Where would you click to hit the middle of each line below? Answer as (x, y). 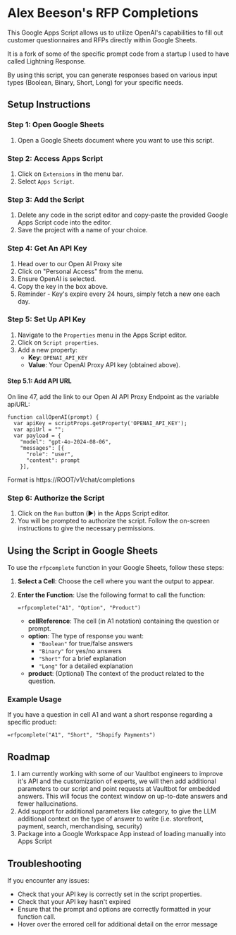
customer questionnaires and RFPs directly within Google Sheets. (102, 40)
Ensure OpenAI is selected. (57, 279)
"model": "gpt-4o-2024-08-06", (66, 442)
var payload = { (37, 436)
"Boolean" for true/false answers (86, 643)
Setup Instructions (49, 105)
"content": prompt (53, 460)
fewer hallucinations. (48, 804)
